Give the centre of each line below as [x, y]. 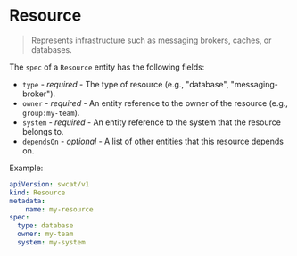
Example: [26, 168]
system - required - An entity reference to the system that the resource [151, 122]
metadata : [28, 201]
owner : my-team [45, 234]
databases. [52, 49]
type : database [45, 226]
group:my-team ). [51, 112]
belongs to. [43, 131]
